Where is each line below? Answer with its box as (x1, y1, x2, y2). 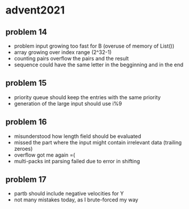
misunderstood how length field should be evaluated (14, 133, 141, 140)
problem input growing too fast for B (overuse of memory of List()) (14, 42, 174, 49)
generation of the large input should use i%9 (14, 100, 122, 107)
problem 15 (5, 78, 47, 88)
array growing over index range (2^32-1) (14, 49, 112, 56)
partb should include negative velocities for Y (14, 190, 124, 197)
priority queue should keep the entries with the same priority (14, 93, 161, 100)
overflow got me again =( (14, 151, 76, 159)
